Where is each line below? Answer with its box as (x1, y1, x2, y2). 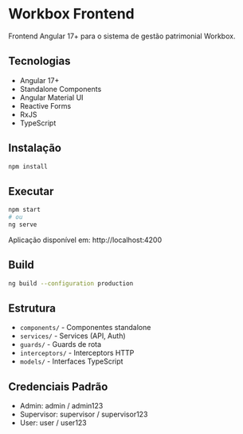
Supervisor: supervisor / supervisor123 (19, 409, 148, 420)
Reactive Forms (19, 101, 72, 110)
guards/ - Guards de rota (19, 340, 102, 349)
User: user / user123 (19, 418, 88, 428)
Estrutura (8, 301, 57, 315)
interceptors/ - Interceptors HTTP (19, 348, 135, 358)
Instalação (8, 141, 62, 155)
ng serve (8, 221, 37, 229)
